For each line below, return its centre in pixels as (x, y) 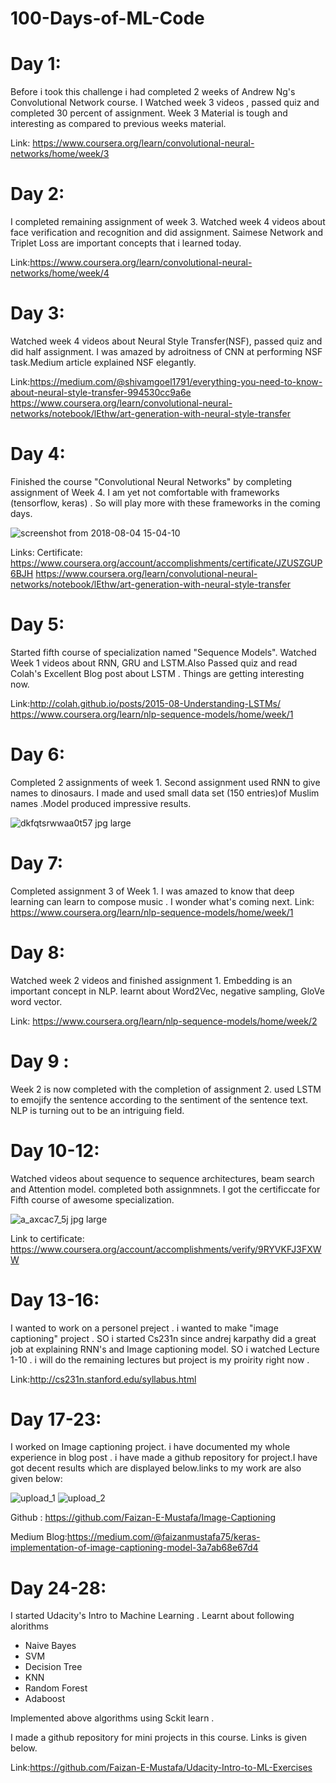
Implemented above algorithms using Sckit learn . (112, 1718)
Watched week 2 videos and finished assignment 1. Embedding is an (151, 980)
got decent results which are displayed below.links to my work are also (156, 1468)
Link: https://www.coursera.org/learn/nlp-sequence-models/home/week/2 (164, 1021)
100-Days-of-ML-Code (107, 18)
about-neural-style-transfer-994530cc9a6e (101, 392)
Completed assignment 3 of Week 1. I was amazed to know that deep (152, 891)
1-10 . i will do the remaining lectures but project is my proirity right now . (160, 1359)
